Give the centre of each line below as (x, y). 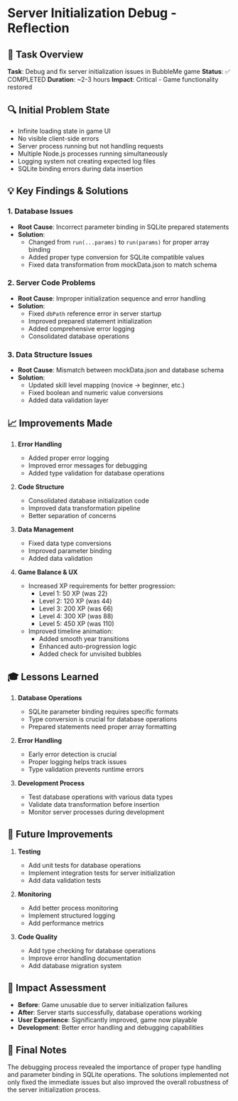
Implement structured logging (72, 915)
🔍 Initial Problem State (59, 111)
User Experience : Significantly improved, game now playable (107, 1020)
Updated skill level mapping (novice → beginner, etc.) (106, 385)
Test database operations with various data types (101, 797)
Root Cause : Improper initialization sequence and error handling (112, 298)
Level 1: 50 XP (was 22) (73, 593)
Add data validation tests (65, 880)
